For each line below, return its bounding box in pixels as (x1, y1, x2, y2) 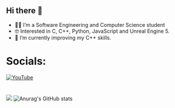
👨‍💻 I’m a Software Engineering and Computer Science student (14, 21, 166, 28)
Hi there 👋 (6, 6, 43, 16)
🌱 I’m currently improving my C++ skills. (14, 34, 112, 41)
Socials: (6, 55, 46, 68)
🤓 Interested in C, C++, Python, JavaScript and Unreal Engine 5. (14, 27, 170, 34)
